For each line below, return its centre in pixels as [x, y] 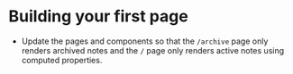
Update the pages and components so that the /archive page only [145, 41]
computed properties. [62, 60]
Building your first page [98, 16]
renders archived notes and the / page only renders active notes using [153, 50]
